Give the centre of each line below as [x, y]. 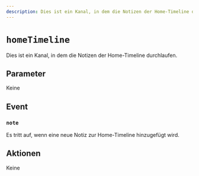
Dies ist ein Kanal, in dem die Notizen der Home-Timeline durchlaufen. [92, 55]
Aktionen [23, 154]
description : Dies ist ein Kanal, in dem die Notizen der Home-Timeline [98, 12]
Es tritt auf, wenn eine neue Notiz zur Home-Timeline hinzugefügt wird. [93, 135]
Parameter [26, 74]
